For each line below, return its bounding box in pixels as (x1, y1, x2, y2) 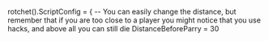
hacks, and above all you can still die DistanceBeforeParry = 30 (7, 24, 220, 33)
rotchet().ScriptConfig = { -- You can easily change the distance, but (7, 7, 237, 16)
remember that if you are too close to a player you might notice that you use (7, 15, 261, 25)
